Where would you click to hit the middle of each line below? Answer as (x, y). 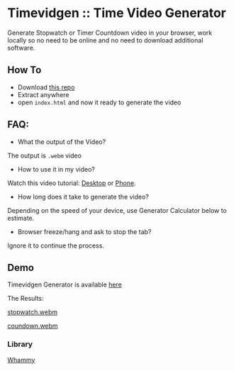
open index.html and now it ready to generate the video (99, 102)
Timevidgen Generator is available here (65, 284)
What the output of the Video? (62, 142)
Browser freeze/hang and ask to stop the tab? (84, 231)
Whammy (21, 360)
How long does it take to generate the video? (83, 196)
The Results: (26, 299)
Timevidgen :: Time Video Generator (117, 13)
